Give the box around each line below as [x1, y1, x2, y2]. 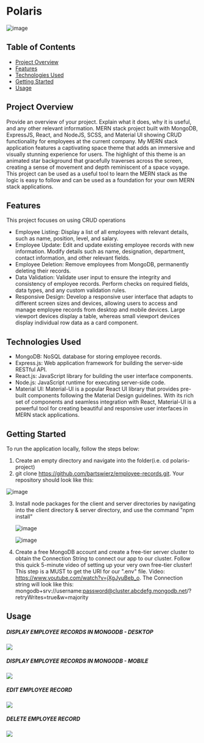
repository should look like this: [15, 477, 94, 483]
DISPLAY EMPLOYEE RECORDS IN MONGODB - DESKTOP [6, 628, 153, 635]
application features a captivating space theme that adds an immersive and [6, 144, 195, 151]
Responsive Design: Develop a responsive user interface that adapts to [15, 293, 194, 300]
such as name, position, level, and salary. [15, 235, 119, 242]
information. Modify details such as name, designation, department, [15, 248, 186, 255]
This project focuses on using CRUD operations [6, 216, 126, 224]
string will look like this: [15, 581, 74, 588]
